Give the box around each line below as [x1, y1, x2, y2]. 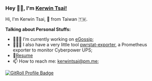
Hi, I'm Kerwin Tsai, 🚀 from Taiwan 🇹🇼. [5, 16, 88, 22]
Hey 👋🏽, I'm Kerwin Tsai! [5, 5, 67, 12]
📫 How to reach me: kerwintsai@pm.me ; [12, 58, 99, 64]
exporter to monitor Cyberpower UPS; [12, 47, 93, 53]
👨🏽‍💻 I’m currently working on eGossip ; [12, 36, 94, 42]
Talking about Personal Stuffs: [5, 26, 71, 33]
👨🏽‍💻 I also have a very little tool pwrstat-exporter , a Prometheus [12, 42, 147, 48]
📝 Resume [12, 52, 33, 59]
